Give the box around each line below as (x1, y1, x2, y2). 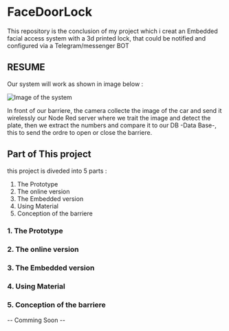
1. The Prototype (7, 226, 63, 236)
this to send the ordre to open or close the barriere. (7, 128, 153, 136)
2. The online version (7, 245, 79, 255)
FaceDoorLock (7, 4, 93, 20)
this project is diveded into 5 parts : (7, 167, 107, 175)
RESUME (7, 61, 45, 73)
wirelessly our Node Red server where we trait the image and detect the (7, 114, 211, 122)
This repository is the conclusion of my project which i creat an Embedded (7, 27, 218, 35)
